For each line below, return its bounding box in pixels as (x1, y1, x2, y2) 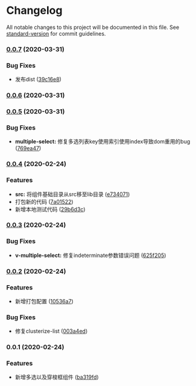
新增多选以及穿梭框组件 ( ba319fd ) (14, 373, 99, 381)
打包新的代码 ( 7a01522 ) (14, 198, 74, 205)
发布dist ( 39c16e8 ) (14, 76, 62, 83)
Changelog (6, 4, 63, 17)
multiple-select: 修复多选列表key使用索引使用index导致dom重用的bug (14, 138, 191, 145)
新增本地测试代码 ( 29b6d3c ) (14, 206, 86, 213)
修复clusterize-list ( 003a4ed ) (14, 327, 88, 335)
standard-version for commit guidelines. (6, 30, 106, 37)
